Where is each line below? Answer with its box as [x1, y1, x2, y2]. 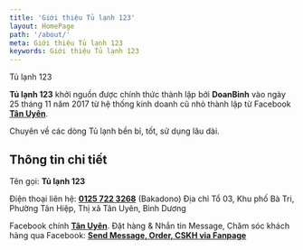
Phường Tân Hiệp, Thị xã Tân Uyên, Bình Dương [9, 202, 187, 213]
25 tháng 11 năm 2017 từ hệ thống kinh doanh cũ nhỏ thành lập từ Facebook [9, 98, 291, 109]
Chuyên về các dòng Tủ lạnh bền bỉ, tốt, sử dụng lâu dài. [9, 125, 220, 136]
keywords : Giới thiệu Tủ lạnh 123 [9, 47, 140, 56]
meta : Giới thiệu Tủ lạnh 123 [9, 38, 124, 48]
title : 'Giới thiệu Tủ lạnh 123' [9, 13, 136, 23]
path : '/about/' [9, 30, 71, 39]
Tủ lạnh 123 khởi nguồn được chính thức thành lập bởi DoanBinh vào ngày [9, 89, 287, 100]
